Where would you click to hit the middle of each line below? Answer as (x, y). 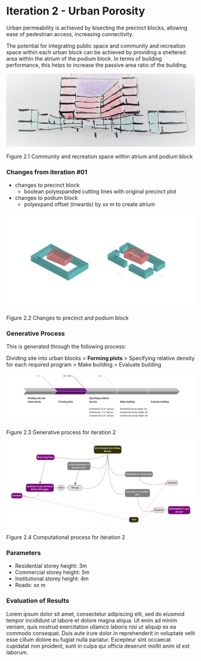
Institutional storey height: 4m (52, 579)
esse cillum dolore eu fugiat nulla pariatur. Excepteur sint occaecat (88, 639)
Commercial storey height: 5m (52, 573)
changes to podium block (46, 198)
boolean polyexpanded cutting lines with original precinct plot (100, 191)
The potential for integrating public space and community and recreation (96, 46)
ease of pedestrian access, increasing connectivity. (70, 34)
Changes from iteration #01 (47, 172)
